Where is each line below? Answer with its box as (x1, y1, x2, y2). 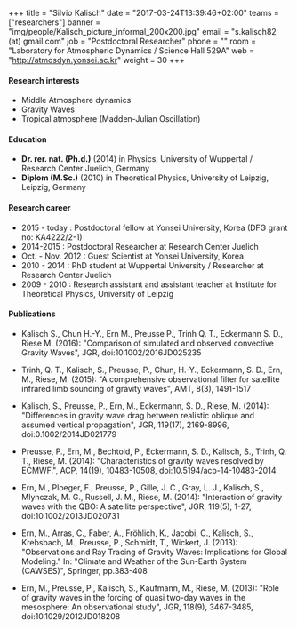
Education (8, 133, 47, 145)
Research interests (8, 75, 80, 85)
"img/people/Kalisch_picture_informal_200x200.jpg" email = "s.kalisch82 (8, 27, 277, 36)
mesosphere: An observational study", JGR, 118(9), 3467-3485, (20, 601, 254, 612)
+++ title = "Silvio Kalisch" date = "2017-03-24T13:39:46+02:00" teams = (8, 8, 279, 18)
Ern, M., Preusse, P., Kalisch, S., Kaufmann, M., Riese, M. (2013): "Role (20, 582, 279, 593)
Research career (8, 203, 71, 212)
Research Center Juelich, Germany (20, 163, 150, 174)
